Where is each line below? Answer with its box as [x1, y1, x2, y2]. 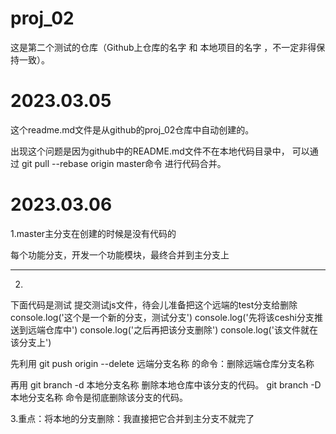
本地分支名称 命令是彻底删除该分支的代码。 [10, 391, 188, 403]
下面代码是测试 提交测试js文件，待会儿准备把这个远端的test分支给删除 [10, 298, 298, 311]
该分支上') [10, 336, 52, 348]
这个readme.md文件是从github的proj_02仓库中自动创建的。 [10, 123, 255, 136]
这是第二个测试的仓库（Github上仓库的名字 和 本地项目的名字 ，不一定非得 [10, 41, 317, 53]
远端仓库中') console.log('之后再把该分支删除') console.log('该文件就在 [27, 323, 318, 336]
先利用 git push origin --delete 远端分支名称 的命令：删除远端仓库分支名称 [10, 357, 315, 369]
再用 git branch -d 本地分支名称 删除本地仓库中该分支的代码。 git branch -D [10, 378, 322, 391]
